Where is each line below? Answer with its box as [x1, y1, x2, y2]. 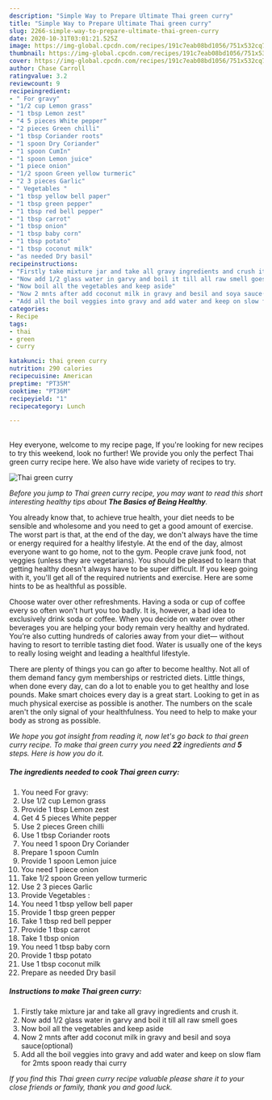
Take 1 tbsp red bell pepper [20, 917, 112, 926]
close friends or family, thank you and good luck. [9, 1082, 173, 1092]
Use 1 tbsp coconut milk [20, 959, 101, 969]
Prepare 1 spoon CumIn [20, 848, 99, 858]
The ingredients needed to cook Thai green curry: [9, 767, 180, 777]
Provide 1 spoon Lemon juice [20, 856, 117, 866]
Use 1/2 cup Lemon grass [20, 796, 107, 806]
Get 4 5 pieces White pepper [20, 813, 118, 823]
